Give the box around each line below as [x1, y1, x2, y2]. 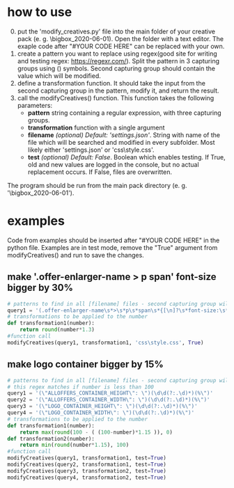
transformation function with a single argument [27, 123, 165, 132]
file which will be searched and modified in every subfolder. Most [27, 138, 215, 146]
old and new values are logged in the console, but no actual [27, 160, 200, 168]
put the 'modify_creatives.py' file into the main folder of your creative [17, 27, 216, 36]
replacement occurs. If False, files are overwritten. [27, 168, 173, 176]
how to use [7, 4, 72, 20]
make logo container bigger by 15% [7, 359, 164, 370]
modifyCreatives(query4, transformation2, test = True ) [7, 474, 167, 481]
